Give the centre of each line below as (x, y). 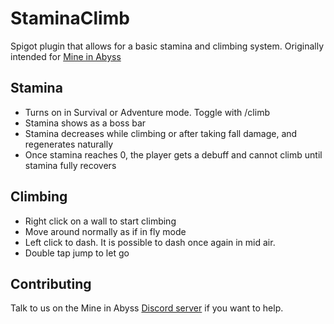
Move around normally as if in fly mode (105, 231)
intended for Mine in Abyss (66, 56)
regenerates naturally (69, 144)
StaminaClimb (70, 18)
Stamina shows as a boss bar (85, 123)
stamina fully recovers (70, 165)
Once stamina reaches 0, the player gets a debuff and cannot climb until (173, 154)
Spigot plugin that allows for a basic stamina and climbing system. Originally (167, 46)
